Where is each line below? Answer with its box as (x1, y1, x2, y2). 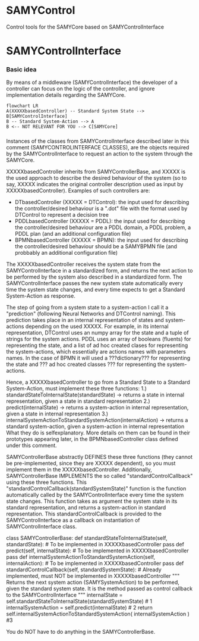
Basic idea (6, 65, 37, 74)
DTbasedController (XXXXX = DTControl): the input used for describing (14, 199, 189, 206)
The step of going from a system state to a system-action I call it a (6, 304, 169, 311)
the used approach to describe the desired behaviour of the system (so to (6, 174, 187, 182)
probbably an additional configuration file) (14, 249, 118, 257)
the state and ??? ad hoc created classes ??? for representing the (6, 361, 166, 368)
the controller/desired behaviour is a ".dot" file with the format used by (14, 205, 188, 212)
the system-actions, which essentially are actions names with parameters (6, 348, 186, 355)
